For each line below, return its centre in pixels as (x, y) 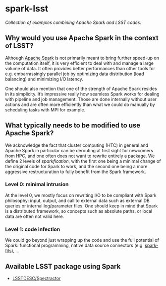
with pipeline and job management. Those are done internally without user (81, 99)
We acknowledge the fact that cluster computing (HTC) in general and (77, 145)
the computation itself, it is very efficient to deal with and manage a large (79, 63)
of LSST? (19, 46)
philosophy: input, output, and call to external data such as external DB (77, 200)
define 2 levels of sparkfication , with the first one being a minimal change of (83, 161)
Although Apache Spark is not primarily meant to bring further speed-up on (82, 58)
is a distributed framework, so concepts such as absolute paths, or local (79, 211)
